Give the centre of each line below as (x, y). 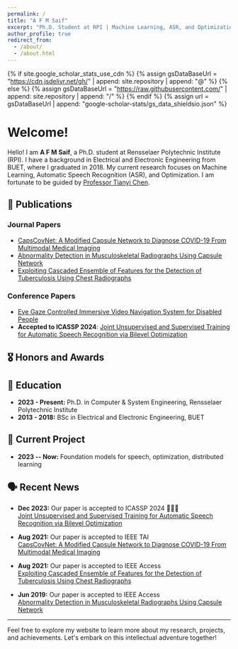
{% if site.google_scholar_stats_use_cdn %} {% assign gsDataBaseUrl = (112, 73)
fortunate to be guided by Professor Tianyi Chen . (79, 182)
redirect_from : (30, 40)
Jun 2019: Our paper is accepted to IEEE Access (89, 594)
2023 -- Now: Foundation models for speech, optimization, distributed (120, 456)
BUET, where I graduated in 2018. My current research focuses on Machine (117, 167)
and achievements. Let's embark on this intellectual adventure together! (112, 637)
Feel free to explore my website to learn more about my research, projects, (116, 630)
